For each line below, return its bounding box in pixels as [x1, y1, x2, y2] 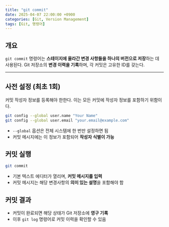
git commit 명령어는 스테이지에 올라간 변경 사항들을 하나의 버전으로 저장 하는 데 [5, 56, 159, 62]
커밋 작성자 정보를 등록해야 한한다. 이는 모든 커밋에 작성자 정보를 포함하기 [5, 96, 149, 103]
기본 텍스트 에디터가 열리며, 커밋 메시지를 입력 [12, 173, 102, 179]
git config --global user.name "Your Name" [5, 113, 98, 118]
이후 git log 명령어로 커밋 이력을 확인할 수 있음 [12, 216, 107, 222]
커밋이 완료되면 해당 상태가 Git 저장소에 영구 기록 [12, 210, 108, 216]
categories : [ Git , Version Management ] [5, 17, 89, 22]
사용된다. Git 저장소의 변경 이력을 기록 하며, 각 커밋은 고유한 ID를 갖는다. [5, 62, 145, 68]
